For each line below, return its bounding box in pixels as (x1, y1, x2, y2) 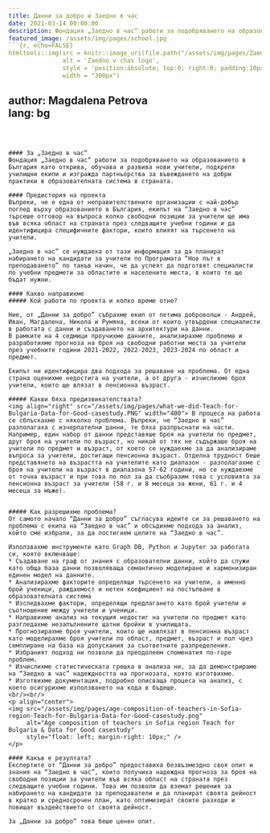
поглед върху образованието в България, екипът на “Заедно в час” (8, 205, 235, 213)
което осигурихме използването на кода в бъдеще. (8, 683, 178, 691)
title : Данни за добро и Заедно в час (8, 11, 138, 20)
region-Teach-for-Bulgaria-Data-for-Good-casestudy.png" (8, 712, 203, 720)
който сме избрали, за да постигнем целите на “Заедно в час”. (8, 528, 225, 537)
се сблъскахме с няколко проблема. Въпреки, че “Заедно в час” (8, 416, 225, 425)
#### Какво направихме (8, 289, 84, 297)
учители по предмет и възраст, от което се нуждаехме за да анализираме (8, 444, 257, 453)
